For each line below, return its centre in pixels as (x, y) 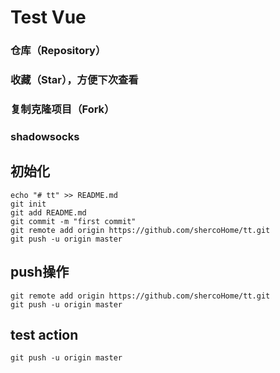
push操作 (40, 272)
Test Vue (48, 17)
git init (28, 204)
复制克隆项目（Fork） (62, 109)
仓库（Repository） (58, 51)
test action (44, 334)
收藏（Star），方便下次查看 (74, 80)
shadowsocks (45, 136)
